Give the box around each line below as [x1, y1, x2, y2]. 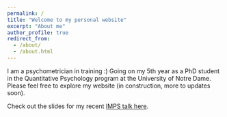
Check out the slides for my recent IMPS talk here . [7, 102, 149, 110]
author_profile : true [7, 29, 69, 36]
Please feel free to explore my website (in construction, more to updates [7, 81, 211, 90]
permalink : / [7, 10, 44, 17]
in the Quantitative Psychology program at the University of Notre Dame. [7, 74, 211, 82]
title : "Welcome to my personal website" [7, 16, 127, 23]
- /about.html [13, 49, 53, 55]
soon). [7, 88, 25, 96]
